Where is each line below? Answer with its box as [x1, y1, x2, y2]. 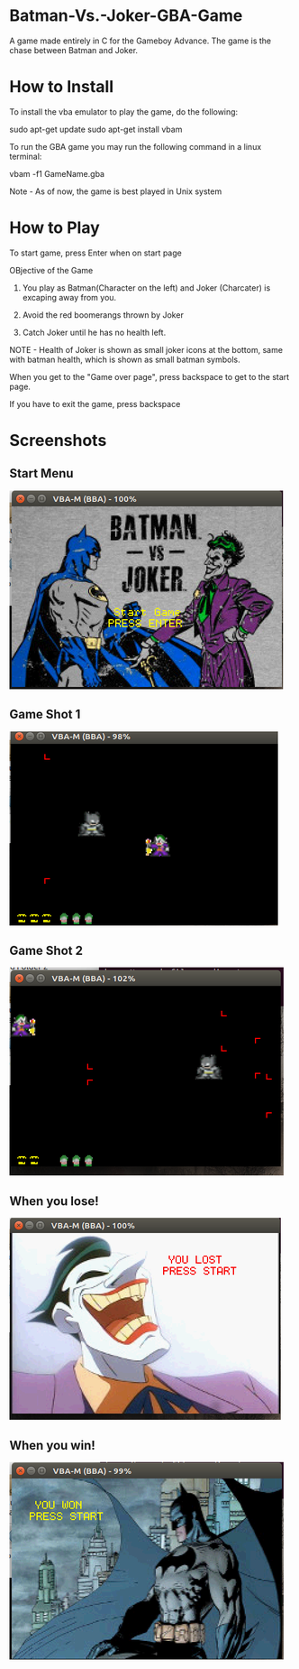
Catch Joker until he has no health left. [22, 327, 167, 338]
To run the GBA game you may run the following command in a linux [9, 141, 262, 152]
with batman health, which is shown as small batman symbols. [9, 354, 240, 365]
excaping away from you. [22, 292, 117, 302]
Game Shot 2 [9, 943, 84, 959]
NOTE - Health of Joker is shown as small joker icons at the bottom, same [9, 344, 284, 355]
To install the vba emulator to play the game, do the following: [9, 106, 239, 117]
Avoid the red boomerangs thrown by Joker [22, 309, 185, 320]
